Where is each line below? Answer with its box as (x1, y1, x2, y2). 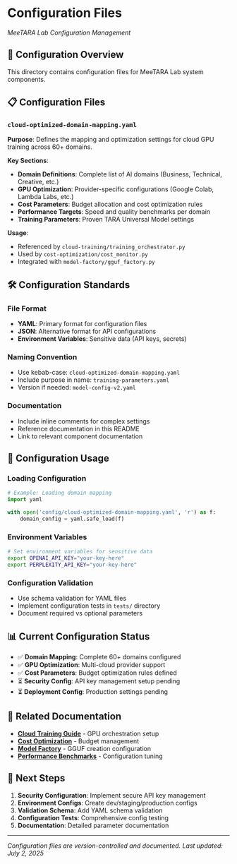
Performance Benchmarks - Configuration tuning (17, 752, 164, 760)
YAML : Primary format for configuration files (17, 320, 147, 328)
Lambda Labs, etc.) (17, 193, 74, 201)
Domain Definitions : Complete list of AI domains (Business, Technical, (17, 170, 222, 179)
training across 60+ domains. (7, 143, 93, 151)
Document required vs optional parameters (17, 609, 143, 618)
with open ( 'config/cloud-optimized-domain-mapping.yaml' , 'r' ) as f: (7, 509, 217, 516)
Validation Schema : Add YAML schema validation (17, 806, 163, 815)
